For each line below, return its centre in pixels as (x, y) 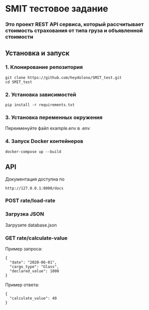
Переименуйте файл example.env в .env (47, 128)
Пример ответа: (22, 285)
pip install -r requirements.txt (40, 105)
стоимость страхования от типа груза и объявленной (74, 30)
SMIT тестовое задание (57, 9)
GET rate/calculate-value (36, 238)
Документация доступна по (35, 179)
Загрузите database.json (31, 225)
